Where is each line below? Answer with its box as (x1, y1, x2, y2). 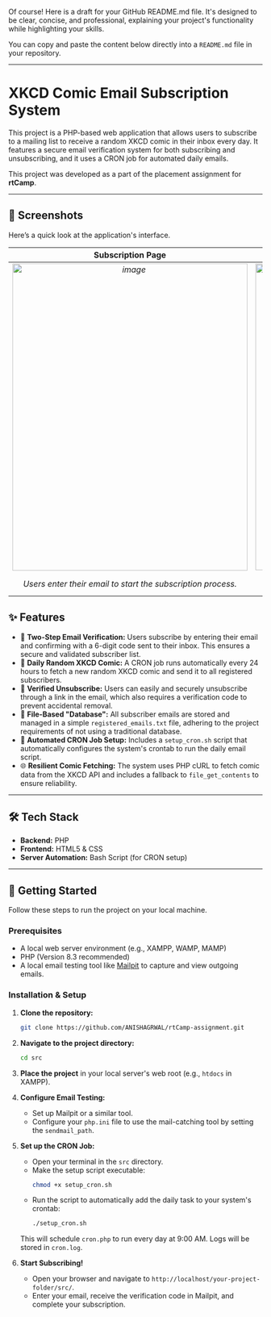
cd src (19, 1053, 43, 1062)
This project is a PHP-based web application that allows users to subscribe (8, 128, 257, 137)
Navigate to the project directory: (19, 1038, 135, 1047)
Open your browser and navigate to (31, 1274, 151, 1284)
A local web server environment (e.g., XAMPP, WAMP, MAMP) (19, 943, 227, 953)
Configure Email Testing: (19, 1093, 106, 1102)
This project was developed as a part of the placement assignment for (8, 169, 242, 178)
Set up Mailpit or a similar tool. (31, 1108, 133, 1118)
